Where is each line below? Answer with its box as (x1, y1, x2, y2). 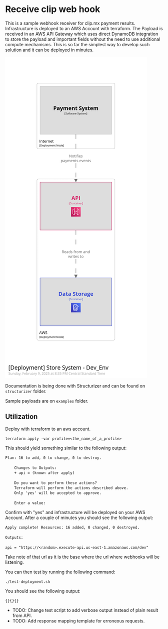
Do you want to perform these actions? (14, 480, 97, 485)
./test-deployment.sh (5, 579, 50, 584)
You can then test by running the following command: (5, 569, 115, 575)
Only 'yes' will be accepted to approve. (14, 490, 101, 495)
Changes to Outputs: (14, 465, 57, 470)
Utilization (5, 413, 38, 421)
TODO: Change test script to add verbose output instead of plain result (12, 607, 158, 613)
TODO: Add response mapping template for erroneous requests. (12, 617, 145, 623)
